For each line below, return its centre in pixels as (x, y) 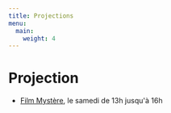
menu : (17, 23)
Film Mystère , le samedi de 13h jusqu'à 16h (91, 101)
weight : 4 (40, 38)
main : (25, 31)
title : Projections (41, 16)
